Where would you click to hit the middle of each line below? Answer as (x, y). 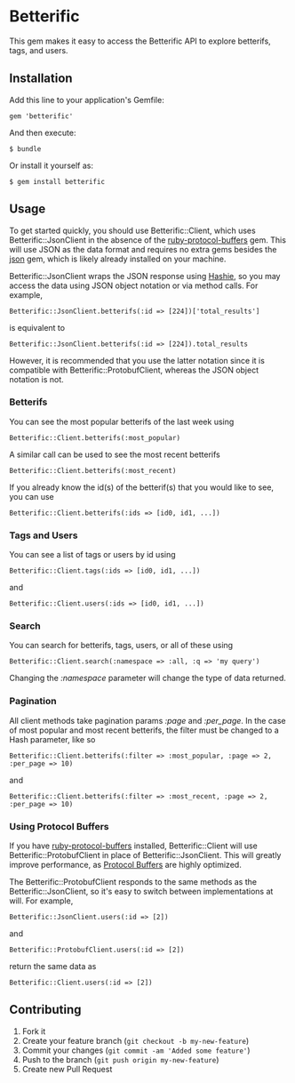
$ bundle (25, 148)
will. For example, (41, 901)
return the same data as (53, 967)
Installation (41, 79)
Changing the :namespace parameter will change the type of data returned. (148, 678)
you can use (32, 496)
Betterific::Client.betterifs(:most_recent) (93, 470)
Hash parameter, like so (52, 739)
